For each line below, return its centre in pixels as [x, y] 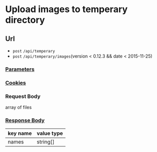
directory [25, 20]
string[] [46, 142]
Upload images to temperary [67, 9]
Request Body [23, 96]
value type [50, 133]
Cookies [16, 83]
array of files [18, 108]
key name [20, 133]
